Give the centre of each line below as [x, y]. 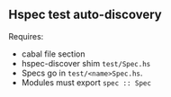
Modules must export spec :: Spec [86, 82]
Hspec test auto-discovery [85, 15]
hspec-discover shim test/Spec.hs [86, 63]
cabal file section [53, 54]
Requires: [26, 36]
